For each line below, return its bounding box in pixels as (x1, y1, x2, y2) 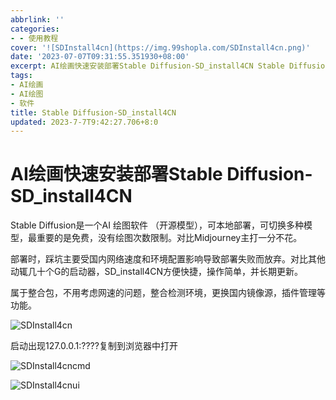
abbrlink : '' (10, 14, 65, 25)
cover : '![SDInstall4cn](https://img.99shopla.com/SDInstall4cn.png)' (10, 42, 311, 53)
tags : (10, 71, 33, 81)
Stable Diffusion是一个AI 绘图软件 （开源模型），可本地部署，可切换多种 (10, 219, 304, 231)
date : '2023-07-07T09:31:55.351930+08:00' (10, 52, 190, 62)
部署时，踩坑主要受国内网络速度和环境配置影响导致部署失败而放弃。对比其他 (10, 253, 326, 265)
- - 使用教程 (10, 33, 59, 43)
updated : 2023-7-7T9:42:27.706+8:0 (10, 117, 159, 127)
